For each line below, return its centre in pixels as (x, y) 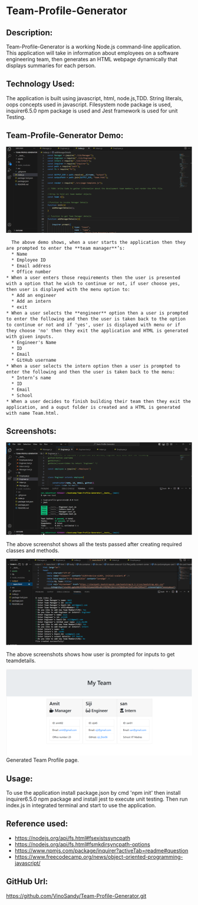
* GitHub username (34, 360)
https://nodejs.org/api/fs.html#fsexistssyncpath (72, 838)
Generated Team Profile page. (43, 760)
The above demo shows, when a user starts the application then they (98, 242)
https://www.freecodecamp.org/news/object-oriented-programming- (99, 857)
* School (22, 395)
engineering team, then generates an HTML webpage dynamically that (92, 59)
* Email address (31, 266)
